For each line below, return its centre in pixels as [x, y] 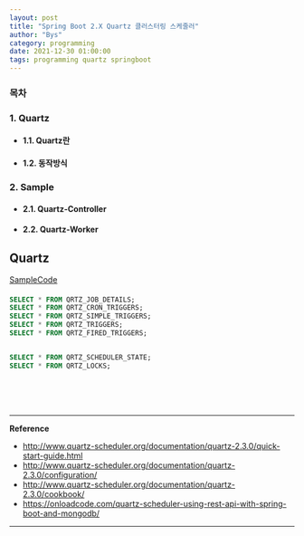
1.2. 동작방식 [45, 163]
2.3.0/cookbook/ [53, 493]
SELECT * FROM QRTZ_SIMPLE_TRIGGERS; [81, 316]
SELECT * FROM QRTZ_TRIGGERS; [66, 325]
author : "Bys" [36, 34]
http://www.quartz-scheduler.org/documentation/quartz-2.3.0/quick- [151, 445]
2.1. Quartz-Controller [64, 208]
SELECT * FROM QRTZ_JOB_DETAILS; [72, 300]
